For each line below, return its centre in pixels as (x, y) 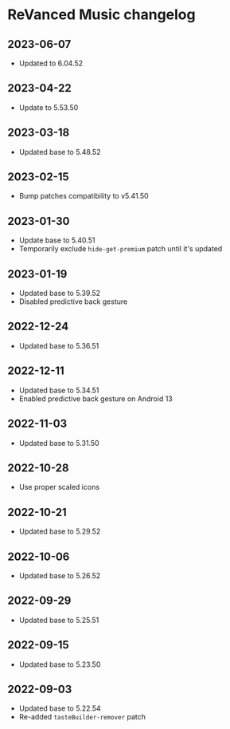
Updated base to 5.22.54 (60, 708)
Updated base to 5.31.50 (59, 443)
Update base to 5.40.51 (57, 240)
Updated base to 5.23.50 (60, 664)
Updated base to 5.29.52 (60, 531)
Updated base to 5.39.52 (60, 294)
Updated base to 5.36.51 (59, 345)
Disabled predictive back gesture (73, 301)
